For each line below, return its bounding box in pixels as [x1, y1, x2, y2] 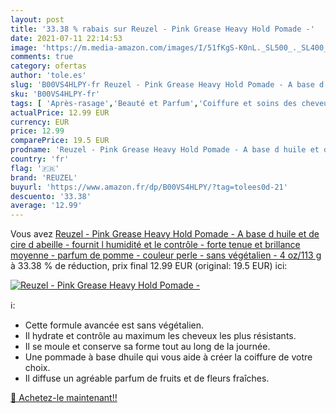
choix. [24, 362, 51, 374]
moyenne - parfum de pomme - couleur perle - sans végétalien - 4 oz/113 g [10, 249, 322, 261]
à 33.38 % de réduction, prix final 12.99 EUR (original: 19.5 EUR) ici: [10, 260, 288, 272]
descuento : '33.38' [10, 191, 92, 201]
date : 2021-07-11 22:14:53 [10, 33, 123, 43]
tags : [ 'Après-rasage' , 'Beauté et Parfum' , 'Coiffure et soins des [10, 98, 298, 108]
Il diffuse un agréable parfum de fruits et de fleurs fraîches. [24, 372, 270, 385]
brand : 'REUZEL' [10, 172, 78, 183]
